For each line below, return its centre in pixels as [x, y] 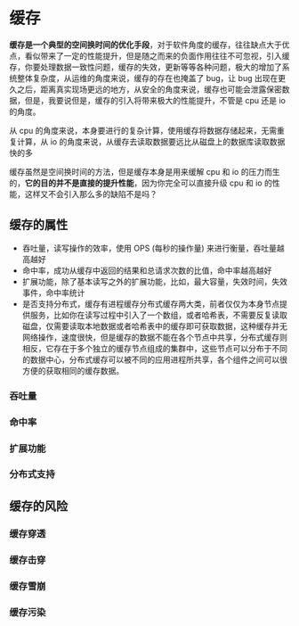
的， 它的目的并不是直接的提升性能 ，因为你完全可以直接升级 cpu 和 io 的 [141, 183]
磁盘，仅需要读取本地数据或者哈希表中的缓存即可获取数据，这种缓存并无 [154, 325]
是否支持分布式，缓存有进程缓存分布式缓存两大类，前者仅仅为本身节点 [151, 303]
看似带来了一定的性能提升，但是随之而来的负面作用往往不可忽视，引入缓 [157, 55]
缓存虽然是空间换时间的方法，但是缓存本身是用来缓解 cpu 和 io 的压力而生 [145, 171]
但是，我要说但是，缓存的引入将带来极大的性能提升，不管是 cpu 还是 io [155, 100]
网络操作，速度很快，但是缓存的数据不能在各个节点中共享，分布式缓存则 [154, 337]
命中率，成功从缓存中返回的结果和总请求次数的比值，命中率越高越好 [147, 270]
